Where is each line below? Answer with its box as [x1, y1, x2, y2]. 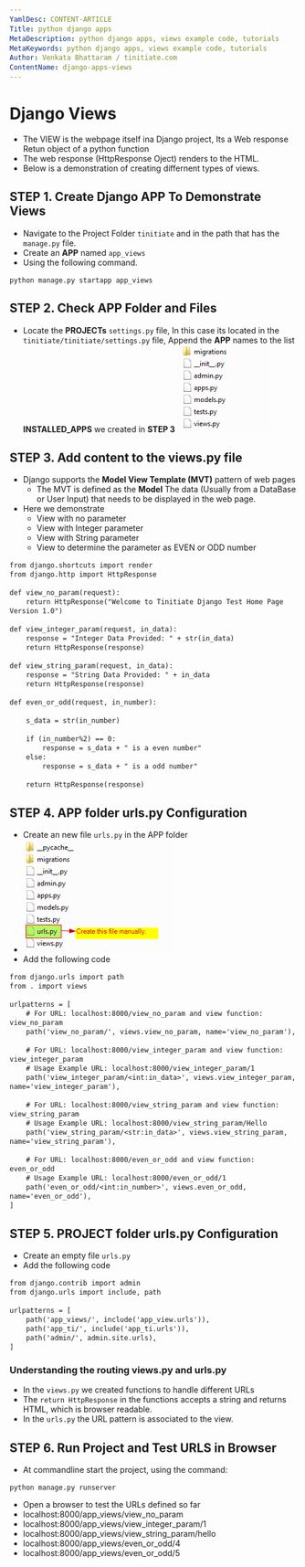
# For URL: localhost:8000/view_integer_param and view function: [26, 1046, 284, 1055]
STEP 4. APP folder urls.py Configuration [9, 805, 248, 821]
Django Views [9, 103, 117, 124]
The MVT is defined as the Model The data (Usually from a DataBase [36, 484, 297, 495]
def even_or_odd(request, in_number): [9, 698, 157, 707]
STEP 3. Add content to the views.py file [9, 450, 243, 465]
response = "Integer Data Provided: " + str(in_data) [26, 634, 235, 643]
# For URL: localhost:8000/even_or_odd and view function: [26, 1156, 256, 1165]
